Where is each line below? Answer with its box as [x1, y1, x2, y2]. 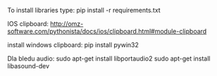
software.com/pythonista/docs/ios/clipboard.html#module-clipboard [7, 27, 207, 35]
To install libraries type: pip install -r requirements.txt [7, 6, 161, 14]
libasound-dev [7, 62, 50, 70]
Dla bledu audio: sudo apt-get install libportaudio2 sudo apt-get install [7, 54, 211, 63]
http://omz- [50, 20, 84, 27]
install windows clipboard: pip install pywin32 [7, 41, 139, 49]
